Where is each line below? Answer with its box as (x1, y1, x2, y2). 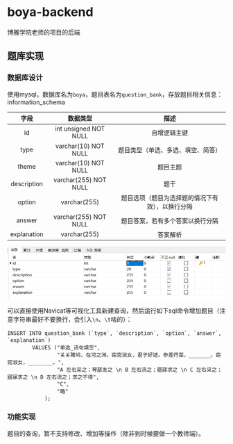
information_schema (7, 98, 66, 106)
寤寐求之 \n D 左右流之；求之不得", (7, 373, 99, 381)
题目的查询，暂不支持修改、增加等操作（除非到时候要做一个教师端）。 (7, 429, 205, 438)
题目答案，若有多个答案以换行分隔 (121, 216, 218, 224)
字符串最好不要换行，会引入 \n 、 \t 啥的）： (12, 315, 132, 323)
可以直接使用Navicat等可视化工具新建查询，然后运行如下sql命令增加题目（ (7, 306, 220, 315)
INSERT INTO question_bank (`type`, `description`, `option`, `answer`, (7, 329, 222, 337)
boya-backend (7, 4, 94, 20)
